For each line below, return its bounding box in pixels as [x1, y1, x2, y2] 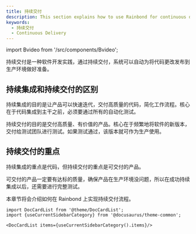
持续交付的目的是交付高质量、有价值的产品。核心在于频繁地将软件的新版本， [6, 120, 190, 127]
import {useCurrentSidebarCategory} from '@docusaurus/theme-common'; [6, 212, 181, 218]
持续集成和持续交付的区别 [6, 84, 98, 94]
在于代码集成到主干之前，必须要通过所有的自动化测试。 [6, 108, 139, 115]
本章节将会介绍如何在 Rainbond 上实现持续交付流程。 [6, 195, 134, 202]
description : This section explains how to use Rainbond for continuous [6, 14, 187, 20]
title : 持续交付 [6, 8, 42, 15]
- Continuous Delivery [11, 30, 66, 36]
